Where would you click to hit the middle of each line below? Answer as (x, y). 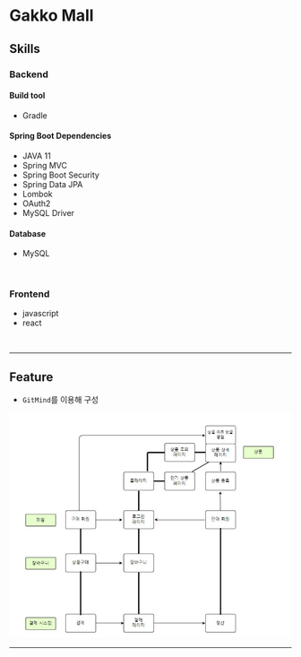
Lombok (38, 194)
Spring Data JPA (52, 184)
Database (28, 233)
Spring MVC (45, 165)
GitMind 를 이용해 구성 (60, 400)
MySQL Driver (48, 212)
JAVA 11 (36, 156)
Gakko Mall (52, 16)
